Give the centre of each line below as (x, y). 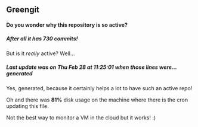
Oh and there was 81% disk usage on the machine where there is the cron (97, 100)
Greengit (23, 10)
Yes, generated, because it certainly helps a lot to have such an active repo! (99, 88)
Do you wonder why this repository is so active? (67, 25)
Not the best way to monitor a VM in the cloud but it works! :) (81, 118)
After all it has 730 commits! (42, 39)
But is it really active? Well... (41, 53)
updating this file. (27, 106)
